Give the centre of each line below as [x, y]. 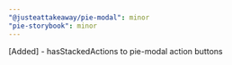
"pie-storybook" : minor [53, 26]
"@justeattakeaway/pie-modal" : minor [79, 17]
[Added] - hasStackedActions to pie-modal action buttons [116, 51]
